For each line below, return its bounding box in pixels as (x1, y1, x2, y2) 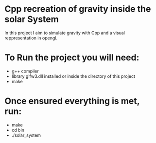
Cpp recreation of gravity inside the (4, 3, 151, 15)
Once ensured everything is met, (4, 96, 139, 107)
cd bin (11, 127, 25, 133)
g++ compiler (11, 68, 39, 74)
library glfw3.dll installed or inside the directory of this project (11, 73, 136, 79)
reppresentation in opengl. (4, 35, 58, 41)
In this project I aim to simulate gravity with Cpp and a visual (4, 30, 125, 36)
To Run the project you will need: (4, 52, 139, 63)
